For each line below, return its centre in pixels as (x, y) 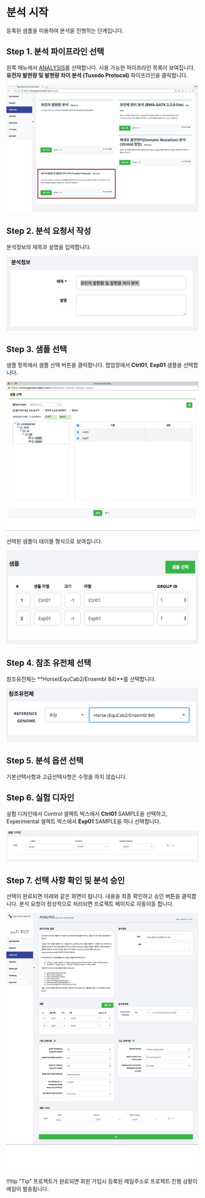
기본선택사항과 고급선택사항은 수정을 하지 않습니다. (67, 777)
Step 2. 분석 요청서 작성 (49, 231)
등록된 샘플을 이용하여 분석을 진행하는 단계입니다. (65, 31)
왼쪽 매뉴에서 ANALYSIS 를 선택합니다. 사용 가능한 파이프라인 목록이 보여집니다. (101, 67)
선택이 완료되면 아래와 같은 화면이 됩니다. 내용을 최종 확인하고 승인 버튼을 (93, 896)
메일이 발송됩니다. (28, 1189)
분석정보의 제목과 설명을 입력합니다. (49, 247)
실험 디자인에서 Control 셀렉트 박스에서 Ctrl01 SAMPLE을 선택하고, (87, 813)
